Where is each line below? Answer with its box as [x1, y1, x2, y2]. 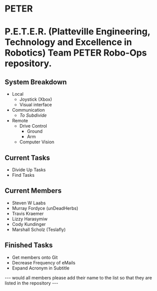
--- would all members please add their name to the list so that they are [5, 274, 152, 280]
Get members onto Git [12, 254, 58, 260]
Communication [12, 107, 45, 113]
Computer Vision [19, 139, 55, 145]
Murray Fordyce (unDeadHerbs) [12, 205, 79, 211]
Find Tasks [12, 172, 35, 178]
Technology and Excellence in [5, 37, 132, 48]
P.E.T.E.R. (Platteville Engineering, [5, 26, 150, 38]
